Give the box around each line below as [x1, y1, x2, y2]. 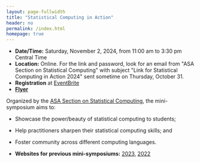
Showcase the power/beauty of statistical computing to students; [14, 115, 176, 123]
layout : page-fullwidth [6, 8, 66, 15]
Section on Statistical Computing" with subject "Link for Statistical [14, 67, 178, 74]
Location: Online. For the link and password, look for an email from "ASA [14, 61, 195, 68]
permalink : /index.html [6, 25, 66, 32]
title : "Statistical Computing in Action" [6, 14, 114, 20]
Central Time [14, 54, 47, 61]
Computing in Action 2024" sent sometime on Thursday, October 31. [14, 73, 184, 80]
